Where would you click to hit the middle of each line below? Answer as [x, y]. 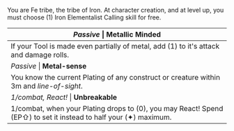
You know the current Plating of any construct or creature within [116, 77]
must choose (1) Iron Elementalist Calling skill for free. [84, 17]
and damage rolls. [40, 55]
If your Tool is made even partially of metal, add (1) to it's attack [115, 46]
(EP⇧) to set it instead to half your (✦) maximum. [91, 117]
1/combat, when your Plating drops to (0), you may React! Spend [117, 108]
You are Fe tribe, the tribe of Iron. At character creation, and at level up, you [116, 10]
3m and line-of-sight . [47, 86]
